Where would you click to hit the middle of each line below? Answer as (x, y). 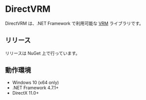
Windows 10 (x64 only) (35, 82)
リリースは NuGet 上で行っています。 (43, 53)
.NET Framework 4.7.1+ (35, 88)
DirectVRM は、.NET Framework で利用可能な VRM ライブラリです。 (74, 23)
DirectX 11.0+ (26, 93)
